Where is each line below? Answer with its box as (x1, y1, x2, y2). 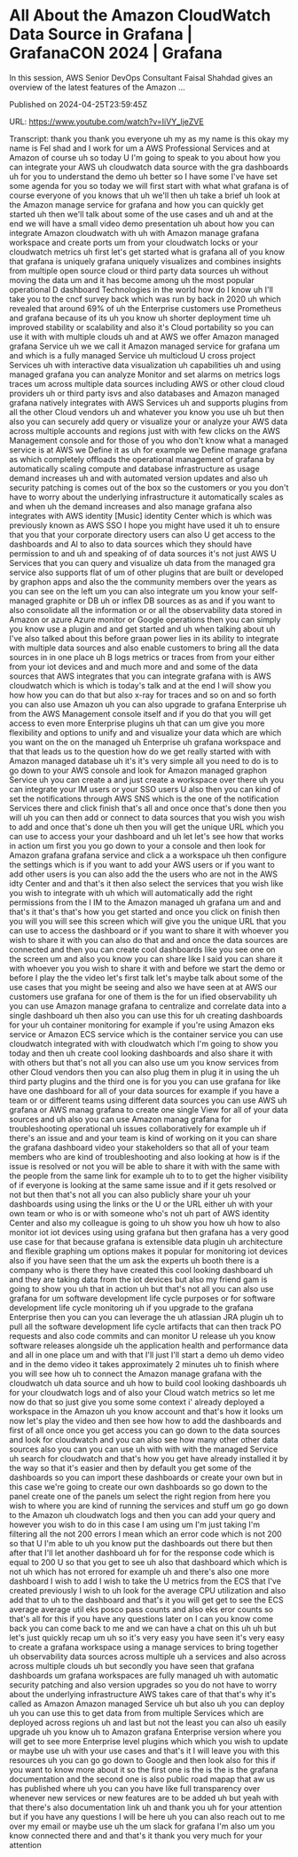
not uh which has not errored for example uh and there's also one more (9, 1566, 270, 1577)
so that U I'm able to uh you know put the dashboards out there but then (9, 1538, 273, 1548)
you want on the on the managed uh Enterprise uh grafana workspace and (9, 736, 281, 747)
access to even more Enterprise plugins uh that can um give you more (9, 718, 265, 728)
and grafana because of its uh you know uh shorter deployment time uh (9, 312, 271, 323)
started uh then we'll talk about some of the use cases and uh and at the (9, 209, 273, 219)
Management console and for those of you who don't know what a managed (9, 435, 289, 445)
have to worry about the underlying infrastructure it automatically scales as (9, 492, 284, 502)
